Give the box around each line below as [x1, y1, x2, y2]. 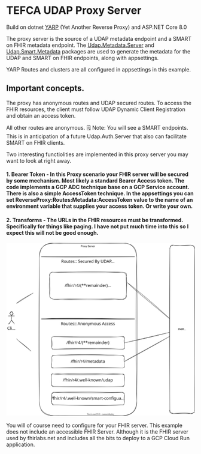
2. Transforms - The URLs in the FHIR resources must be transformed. [6, 216, 184, 223]
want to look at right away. [6, 157, 72, 164]
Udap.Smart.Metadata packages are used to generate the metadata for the [6, 47, 191, 55]
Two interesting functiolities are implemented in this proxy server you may [6, 151, 188, 158]
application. [6, 441, 35, 448]
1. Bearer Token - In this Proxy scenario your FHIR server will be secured [6, 171, 189, 178]
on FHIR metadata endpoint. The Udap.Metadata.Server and [6, 41, 154, 49]
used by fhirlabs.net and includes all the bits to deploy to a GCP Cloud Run [6, 434, 190, 441]
